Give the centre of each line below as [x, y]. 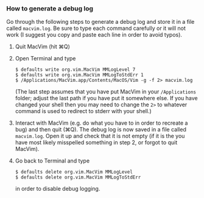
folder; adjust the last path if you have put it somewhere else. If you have [106, 98]
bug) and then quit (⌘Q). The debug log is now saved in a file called [101, 130]
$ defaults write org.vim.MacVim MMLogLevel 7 [75, 70]
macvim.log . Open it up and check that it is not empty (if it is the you [100, 136]
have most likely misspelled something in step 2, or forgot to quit [96, 142]
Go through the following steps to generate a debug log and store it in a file [100, 22]
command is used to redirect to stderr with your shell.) [83, 111]
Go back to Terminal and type [52, 161]
